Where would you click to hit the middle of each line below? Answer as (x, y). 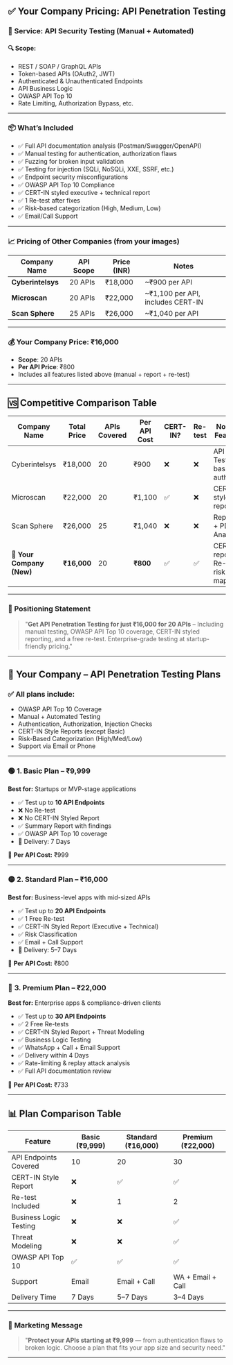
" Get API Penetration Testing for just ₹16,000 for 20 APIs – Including (124, 624)
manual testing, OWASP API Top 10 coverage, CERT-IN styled (112, 631)
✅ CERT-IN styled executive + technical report (84, 192)
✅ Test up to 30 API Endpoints (62, 1017)
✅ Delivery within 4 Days (53, 1055)
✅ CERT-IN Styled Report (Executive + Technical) (88, 926)
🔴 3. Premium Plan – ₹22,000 (57, 987)
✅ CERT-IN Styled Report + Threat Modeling (81, 1032)
